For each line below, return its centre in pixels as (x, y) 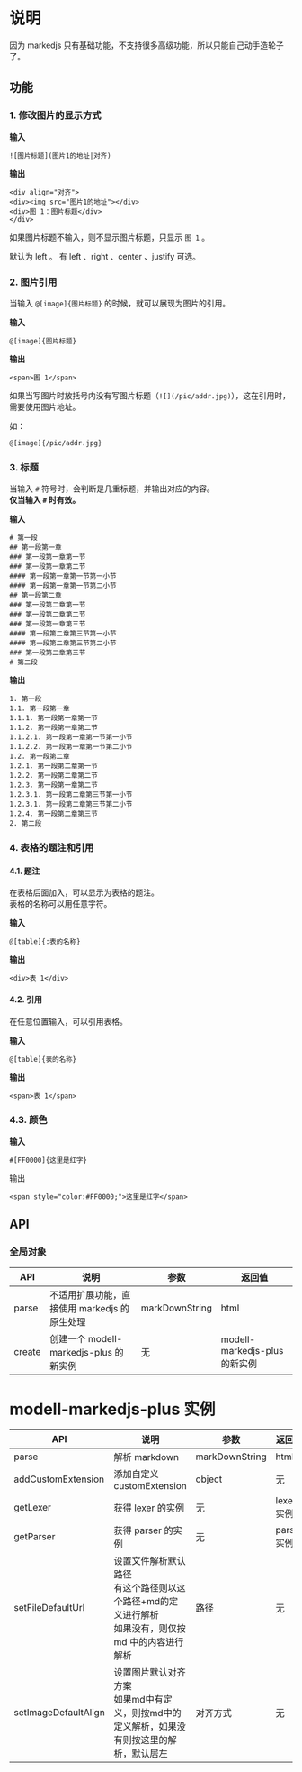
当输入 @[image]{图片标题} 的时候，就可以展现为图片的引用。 (120, 303)
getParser (35, 1537)
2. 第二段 (26, 824)
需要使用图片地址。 (45, 406)
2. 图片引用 (33, 282)
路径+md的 (146, 1602)
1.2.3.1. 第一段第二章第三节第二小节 (71, 804)
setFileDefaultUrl (49, 1608)
